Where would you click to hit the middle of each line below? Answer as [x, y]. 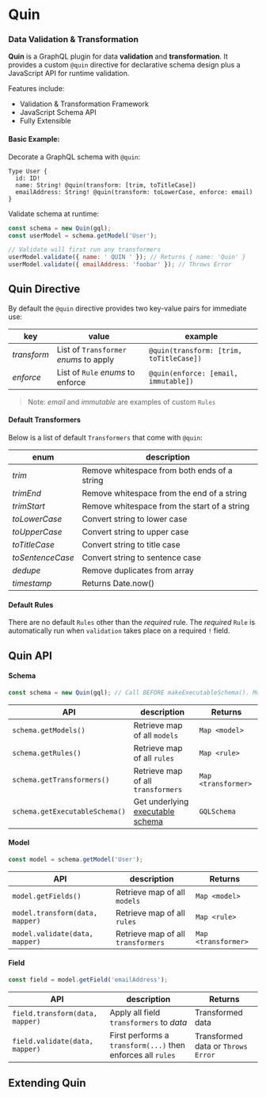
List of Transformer [91, 349]
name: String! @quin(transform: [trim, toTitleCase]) [106, 185]
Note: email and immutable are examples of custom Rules [122, 402]
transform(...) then [148, 1045]
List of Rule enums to [96, 372]
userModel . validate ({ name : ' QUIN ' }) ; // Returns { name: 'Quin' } [127, 257]
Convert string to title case [131, 545]
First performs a [139, 1035]
